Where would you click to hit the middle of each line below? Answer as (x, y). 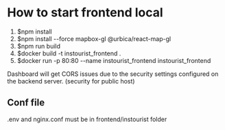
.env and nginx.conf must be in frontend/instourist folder (87, 119)
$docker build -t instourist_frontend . (69, 53)
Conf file (26, 103)
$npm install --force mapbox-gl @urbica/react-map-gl (94, 38)
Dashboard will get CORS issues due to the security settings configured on (113, 74)
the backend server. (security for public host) (71, 81)
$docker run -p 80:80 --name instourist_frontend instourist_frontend (114, 60)
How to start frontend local (85, 13)
